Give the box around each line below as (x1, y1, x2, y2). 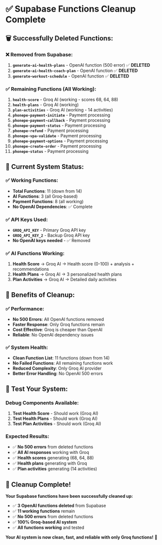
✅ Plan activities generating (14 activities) (12, 466, 97, 472)
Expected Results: (5, 433, 49, 440)
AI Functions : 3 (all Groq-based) (12, 193, 78, 199)
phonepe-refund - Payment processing (12, 128, 89, 133)
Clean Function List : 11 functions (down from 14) (12, 355, 110, 361)
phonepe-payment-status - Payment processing (12, 123, 106, 129)
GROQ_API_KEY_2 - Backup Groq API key (12, 232, 90, 238)
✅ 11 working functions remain (12, 508, 75, 514)
